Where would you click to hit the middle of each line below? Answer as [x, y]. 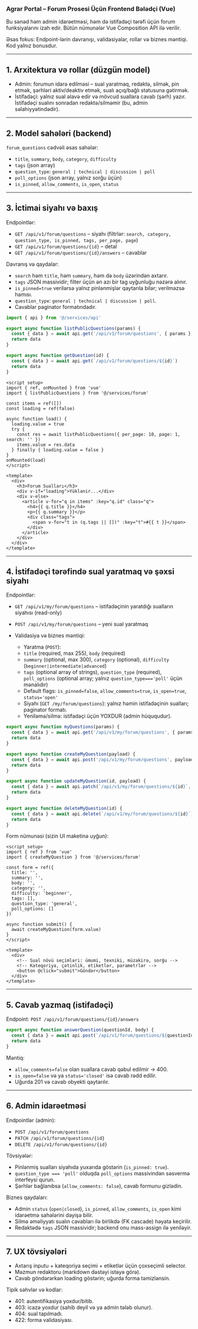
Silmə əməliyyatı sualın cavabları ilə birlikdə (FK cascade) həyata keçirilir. [103, 1221]
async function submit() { [39, 924]
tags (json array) [35, 165]
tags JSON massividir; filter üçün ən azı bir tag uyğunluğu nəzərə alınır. [101, 282]
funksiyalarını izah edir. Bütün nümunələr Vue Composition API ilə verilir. [94, 28]
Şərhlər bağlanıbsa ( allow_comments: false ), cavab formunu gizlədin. [99, 1185]
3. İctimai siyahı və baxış [52, 208]
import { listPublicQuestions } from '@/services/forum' [77, 393]
